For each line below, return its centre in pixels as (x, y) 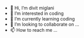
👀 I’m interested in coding (37, 13)
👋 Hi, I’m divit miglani (32, 8)
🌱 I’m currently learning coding (43, 19)
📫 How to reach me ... (34, 30)
